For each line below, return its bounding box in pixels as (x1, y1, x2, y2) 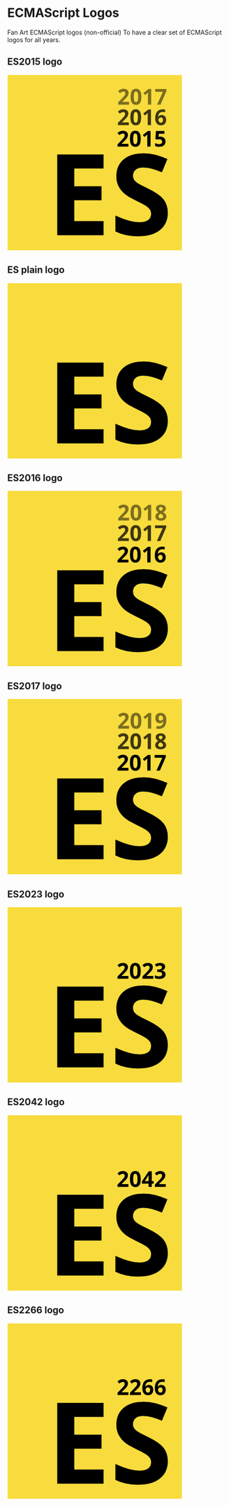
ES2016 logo (7, 472, 63, 484)
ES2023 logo (7, 888, 65, 900)
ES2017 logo (7, 680, 62, 692)
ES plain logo (7, 264, 65, 276)
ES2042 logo (7, 1096, 65, 1108)
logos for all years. (7, 35, 61, 43)
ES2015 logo (7, 56, 63, 68)
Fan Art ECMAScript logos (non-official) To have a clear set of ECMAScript (7, 28, 222, 36)
